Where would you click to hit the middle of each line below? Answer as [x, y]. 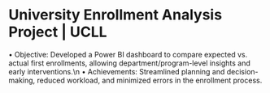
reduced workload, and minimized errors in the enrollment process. [150, 80]
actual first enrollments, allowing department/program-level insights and [129, 63]
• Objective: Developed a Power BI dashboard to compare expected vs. [128, 54]
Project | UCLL [58, 32]
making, [22, 80]
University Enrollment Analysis [115, 15]
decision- [242, 71]
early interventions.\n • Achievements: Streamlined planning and [117, 71]
